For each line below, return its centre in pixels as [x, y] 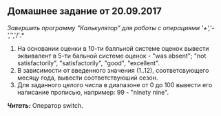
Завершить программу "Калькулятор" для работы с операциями [104, 27]
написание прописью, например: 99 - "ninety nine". [93, 92]
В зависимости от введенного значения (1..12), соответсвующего [113, 70]
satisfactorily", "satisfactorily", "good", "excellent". [88, 63]
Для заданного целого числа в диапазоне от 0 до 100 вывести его [115, 84]
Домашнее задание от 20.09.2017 [84, 11]
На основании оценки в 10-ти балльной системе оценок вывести [113, 48]
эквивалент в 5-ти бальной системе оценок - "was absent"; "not [112, 56]
